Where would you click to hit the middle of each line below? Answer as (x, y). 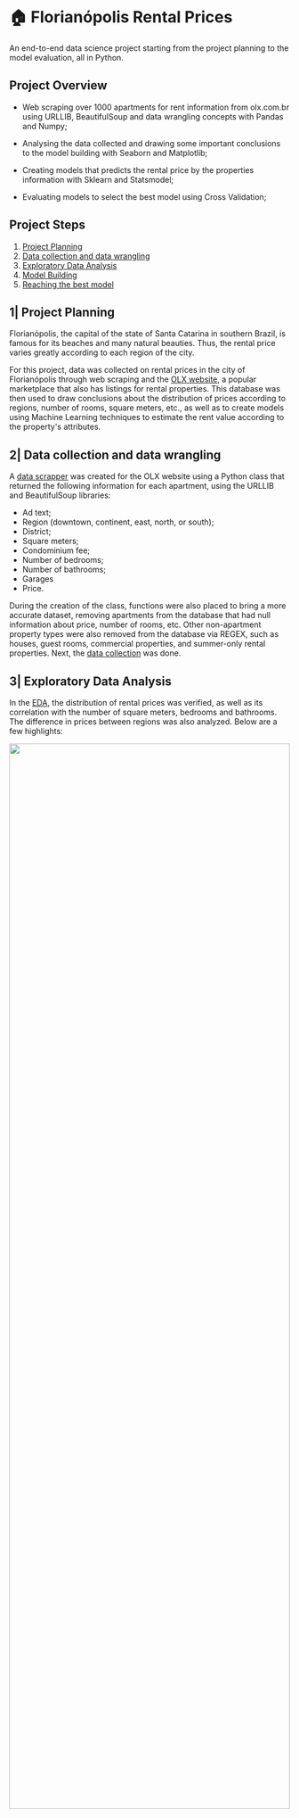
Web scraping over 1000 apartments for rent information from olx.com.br (156, 107)
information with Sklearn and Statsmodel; (98, 179)
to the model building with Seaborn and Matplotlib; (115, 153)
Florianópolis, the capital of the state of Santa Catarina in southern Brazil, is (148, 334)
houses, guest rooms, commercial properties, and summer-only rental (137, 644)
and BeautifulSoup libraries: (60, 495)
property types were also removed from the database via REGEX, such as (144, 634)
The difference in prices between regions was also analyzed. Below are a (143, 722)
